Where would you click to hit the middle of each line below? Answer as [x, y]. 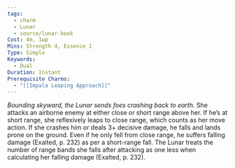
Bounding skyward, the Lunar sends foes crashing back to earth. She [108, 105]
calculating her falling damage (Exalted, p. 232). [76, 157]
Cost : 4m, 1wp [28, 40]
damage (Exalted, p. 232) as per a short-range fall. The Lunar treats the [110, 142]
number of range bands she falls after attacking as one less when [102, 150]
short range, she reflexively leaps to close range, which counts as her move [116, 120]
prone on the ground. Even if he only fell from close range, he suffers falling [116, 135]
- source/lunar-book [43, 33]
